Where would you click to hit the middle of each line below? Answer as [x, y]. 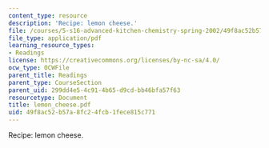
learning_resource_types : [51, 46]
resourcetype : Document [48, 98]
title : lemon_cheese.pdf [50, 105]
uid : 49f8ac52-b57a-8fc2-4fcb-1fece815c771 [82, 113]
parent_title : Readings [48, 75]
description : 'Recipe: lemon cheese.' [73, 23]
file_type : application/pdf [55, 38]
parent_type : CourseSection [55, 82]
